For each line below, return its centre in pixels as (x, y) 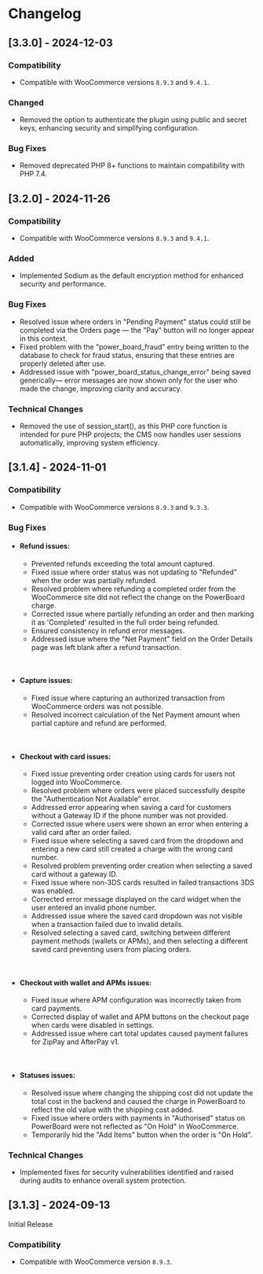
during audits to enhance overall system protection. (103, 1180)
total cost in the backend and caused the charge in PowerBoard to (138, 1101)
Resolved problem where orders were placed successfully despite (138, 791)
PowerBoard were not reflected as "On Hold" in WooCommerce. (135, 1126)
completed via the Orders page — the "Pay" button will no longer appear (137, 330)
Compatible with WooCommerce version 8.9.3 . (96, 1262)
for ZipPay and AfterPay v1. (75, 1042)
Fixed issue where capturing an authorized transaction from (128, 698)
